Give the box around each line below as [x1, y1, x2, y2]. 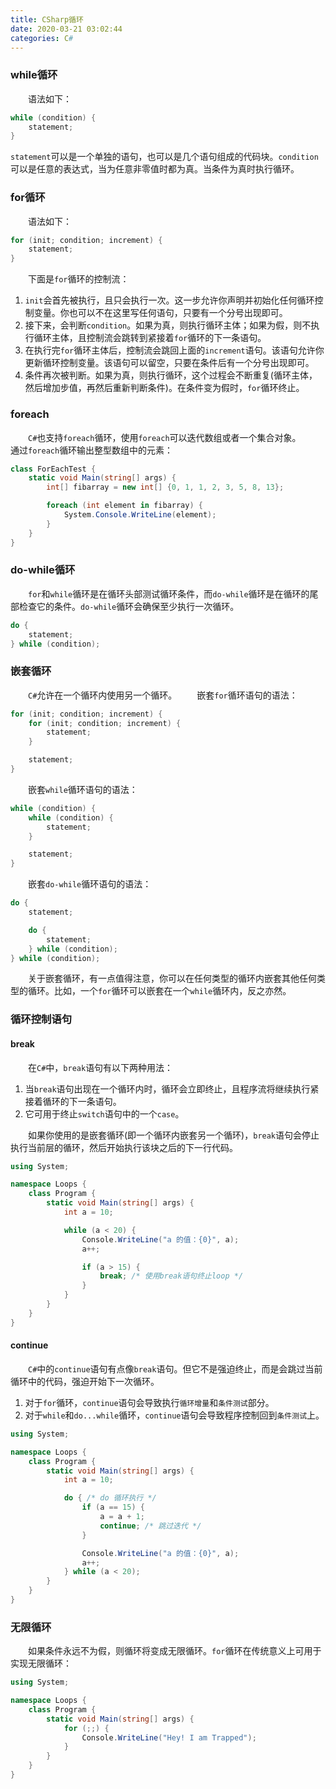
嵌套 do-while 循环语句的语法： [28, 878, 152, 890]
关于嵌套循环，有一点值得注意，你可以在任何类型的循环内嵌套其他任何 [28, 972, 317, 985]
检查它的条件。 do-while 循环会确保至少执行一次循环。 [18, 600, 240, 612]
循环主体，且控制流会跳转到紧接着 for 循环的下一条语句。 [33, 332, 267, 344]
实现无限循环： [10, 1657, 72, 1670]
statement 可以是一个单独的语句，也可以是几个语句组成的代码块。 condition [10, 151, 319, 163]
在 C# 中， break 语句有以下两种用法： [28, 1061, 174, 1073]
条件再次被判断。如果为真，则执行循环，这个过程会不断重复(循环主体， [24, 369, 318, 381]
